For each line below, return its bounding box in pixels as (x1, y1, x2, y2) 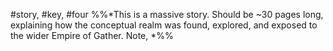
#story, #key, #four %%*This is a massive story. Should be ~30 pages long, (10, 9, 324, 20)
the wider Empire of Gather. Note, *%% (10, 30, 174, 41)
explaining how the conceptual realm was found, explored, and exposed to (10, 19, 318, 31)
